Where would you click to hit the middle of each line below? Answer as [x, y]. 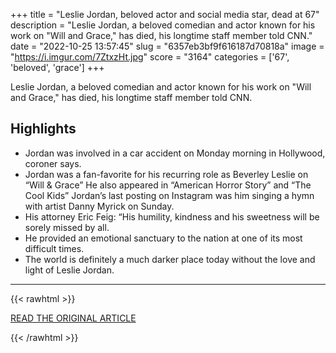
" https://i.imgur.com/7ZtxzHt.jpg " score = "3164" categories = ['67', [150, 57]
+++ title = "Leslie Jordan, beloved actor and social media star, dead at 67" [165, 14]
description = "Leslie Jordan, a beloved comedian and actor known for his [163, 25]
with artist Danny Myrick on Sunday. [99, 206]
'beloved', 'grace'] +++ [57, 67]
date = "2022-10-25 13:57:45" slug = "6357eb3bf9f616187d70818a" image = [167, 46]
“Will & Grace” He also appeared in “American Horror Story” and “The [168, 185]
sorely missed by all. [67, 227]
